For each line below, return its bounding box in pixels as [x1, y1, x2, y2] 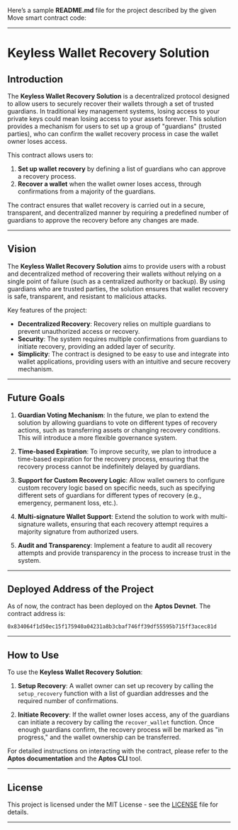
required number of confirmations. [17, 697, 119, 705]
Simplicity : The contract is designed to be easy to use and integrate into [17, 349, 229, 358]
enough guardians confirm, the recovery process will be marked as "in [17, 726, 224, 734]
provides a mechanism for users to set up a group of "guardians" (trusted [7, 122, 222, 130]
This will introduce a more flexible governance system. [17, 433, 178, 442]
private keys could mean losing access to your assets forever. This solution [7, 115, 227, 123]
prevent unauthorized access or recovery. [17, 327, 140, 335]
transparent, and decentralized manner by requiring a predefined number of [7, 208, 229, 217]
